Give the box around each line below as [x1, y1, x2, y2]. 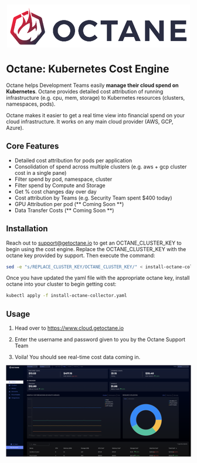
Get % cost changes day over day [14, 188, 97, 195]
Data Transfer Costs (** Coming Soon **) [14, 207, 114, 214]
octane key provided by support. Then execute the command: [6, 252, 155, 259]
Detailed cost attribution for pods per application [14, 157, 133, 164]
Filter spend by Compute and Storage [14, 181, 106, 189]
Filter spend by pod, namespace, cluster [14, 175, 113, 183]
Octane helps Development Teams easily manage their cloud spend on [6, 82, 179, 89]
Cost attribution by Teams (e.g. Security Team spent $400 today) [14, 194, 172, 201]
